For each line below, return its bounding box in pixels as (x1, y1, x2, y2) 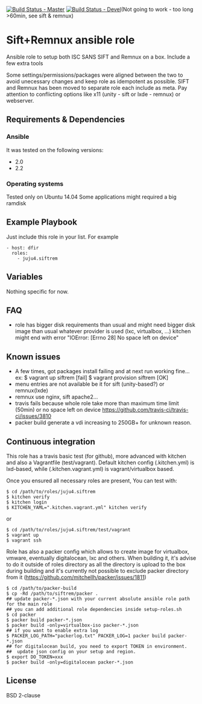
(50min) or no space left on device (14, 406, 101, 414)
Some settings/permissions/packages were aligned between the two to (6, 71, 183, 78)
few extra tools (6, 59, 43, 66)
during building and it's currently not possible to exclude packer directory (6, 567, 189, 574)
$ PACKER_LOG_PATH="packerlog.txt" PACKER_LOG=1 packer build (6, 633, 166, 639)
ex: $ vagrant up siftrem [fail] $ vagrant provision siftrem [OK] (14, 374, 169, 382)
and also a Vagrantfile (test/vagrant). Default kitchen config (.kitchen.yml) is (6, 459, 195, 466)
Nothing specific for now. (6, 287, 69, 295)
